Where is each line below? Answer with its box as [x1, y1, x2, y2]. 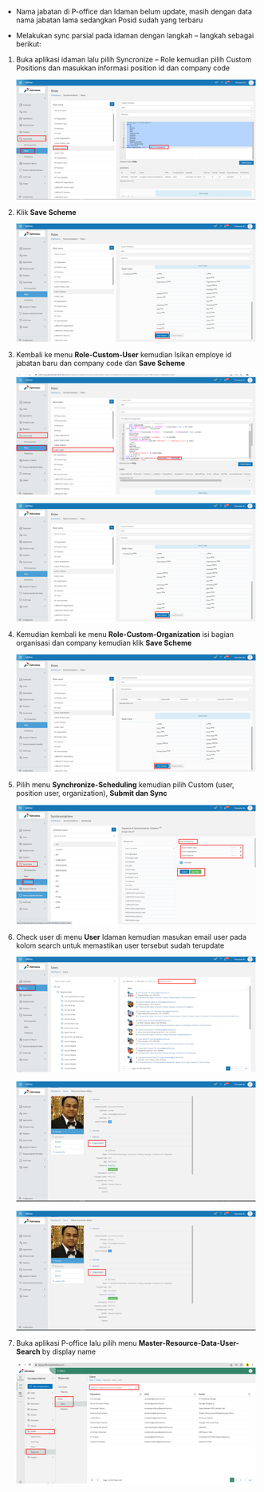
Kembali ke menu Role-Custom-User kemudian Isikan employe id [15, 349, 232, 359]
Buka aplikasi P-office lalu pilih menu [15, 1339, 137, 1348]
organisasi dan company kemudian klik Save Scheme [15, 638, 192, 647]
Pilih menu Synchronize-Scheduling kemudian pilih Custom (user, [15, 780, 234, 790]
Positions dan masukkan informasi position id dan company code [15, 63, 230, 73]
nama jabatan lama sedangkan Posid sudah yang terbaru [15, 15, 203, 25]
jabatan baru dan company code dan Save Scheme [15, 358, 186, 368]
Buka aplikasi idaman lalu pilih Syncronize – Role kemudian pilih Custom [15, 55, 252, 64]
